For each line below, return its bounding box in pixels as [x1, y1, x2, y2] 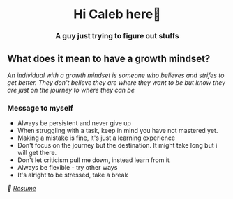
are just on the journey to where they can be [7, 86, 135, 94]
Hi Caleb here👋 [73, 6, 162, 22]
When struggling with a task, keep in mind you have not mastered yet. [17, 127, 218, 135]
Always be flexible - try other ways [17, 164, 118, 172]
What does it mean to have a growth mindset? [7, 52, 211, 65]
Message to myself [7, 103, 73, 113]
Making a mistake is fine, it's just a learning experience [17, 134, 176, 142]
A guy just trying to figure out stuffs [55, 31, 179, 41]
